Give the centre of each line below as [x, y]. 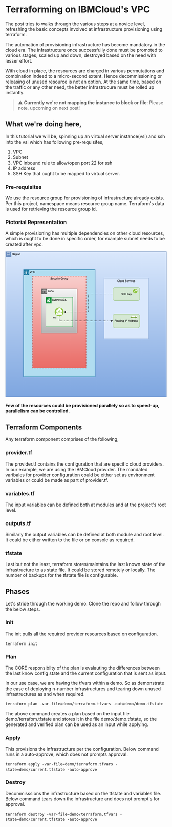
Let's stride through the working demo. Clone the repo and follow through [83, 604]
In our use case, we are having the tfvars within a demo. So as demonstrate [85, 683]
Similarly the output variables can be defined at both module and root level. [85, 535]
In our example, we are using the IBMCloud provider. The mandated [77, 469]
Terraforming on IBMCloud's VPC [78, 9]
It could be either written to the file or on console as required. [70, 540]
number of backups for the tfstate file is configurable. [62, 575]
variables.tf [20, 493]
